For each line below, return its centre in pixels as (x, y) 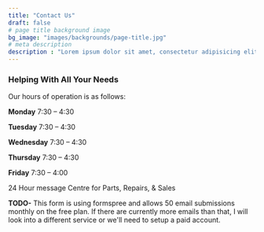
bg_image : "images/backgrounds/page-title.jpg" (88, 37)
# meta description (40, 45)
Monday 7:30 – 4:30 (41, 112)
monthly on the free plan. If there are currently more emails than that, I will (128, 212)
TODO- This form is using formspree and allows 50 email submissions (122, 203)
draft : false (29, 23)
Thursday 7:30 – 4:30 (44, 157)
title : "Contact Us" (42, 15)
